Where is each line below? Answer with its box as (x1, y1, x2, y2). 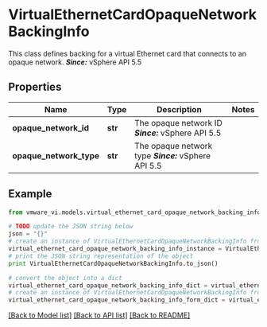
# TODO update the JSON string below (8, 223, 133, 231)
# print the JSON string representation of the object (8, 252, 194, 260)
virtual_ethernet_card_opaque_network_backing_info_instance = (8, 245, 222, 253)
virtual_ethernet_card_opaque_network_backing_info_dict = (8, 281, 208, 290)
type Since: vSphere (134, 150, 211, 161)
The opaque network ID (134, 117, 222, 128)
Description (156, 103, 203, 115)
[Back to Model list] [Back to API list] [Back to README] (8, 310, 191, 320)
